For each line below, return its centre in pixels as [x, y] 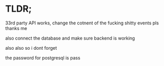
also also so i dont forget [31, 48]
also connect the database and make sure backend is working [70, 38]
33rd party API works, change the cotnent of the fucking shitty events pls [82, 23]
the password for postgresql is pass [43, 58]
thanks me [16, 28]
